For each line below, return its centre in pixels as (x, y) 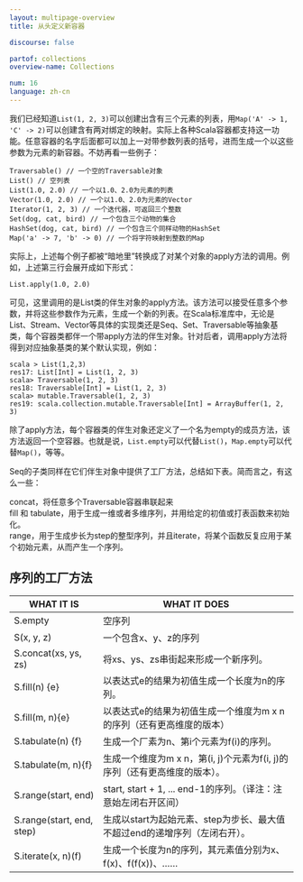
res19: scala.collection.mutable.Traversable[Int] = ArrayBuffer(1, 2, (147, 404)
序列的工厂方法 (51, 578)
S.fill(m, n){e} (42, 717)
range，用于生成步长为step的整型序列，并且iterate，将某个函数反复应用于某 (151, 535)
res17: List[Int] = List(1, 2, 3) (74, 372)
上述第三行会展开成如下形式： (80, 267)
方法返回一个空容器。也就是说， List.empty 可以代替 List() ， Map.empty (139, 441)
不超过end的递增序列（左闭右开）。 (177, 832)
